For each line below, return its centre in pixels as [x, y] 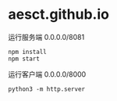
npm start [24, 59]
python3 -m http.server [47, 89]
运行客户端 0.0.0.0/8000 [47, 74]
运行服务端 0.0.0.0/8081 [46, 37]
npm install [27, 52]
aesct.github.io [58, 14]
